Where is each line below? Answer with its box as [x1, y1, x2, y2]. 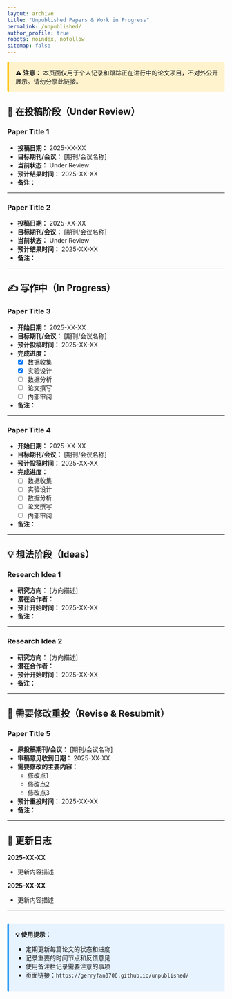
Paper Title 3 [7, 306, 51, 316]
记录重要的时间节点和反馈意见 [25, 954, 110, 962]
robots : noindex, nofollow [7, 36, 85, 43]
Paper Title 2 [7, 202, 51, 212]
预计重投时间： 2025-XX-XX [17, 797, 99, 806]
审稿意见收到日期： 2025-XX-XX [17, 754, 110, 762]
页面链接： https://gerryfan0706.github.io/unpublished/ [25, 971, 189, 980]
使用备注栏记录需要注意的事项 [25, 962, 110, 971]
